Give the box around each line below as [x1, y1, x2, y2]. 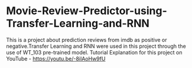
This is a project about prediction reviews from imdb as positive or [6, 36, 167, 43]
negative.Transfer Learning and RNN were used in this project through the [6, 43, 186, 50]
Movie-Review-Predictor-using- [6, 4, 167, 18]
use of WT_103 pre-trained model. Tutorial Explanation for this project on [6, 48, 183, 56]
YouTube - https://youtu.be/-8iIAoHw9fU [6, 55, 106, 62]
